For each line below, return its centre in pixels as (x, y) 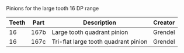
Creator (164, 22)
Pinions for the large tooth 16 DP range (53, 8)
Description (100, 22)
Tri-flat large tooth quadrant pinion (100, 41)
